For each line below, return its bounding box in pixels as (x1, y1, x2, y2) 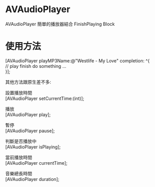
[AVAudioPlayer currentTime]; (5, 160, 68, 166)
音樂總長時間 (5, 170, 32, 176)
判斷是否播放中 (5, 138, 37, 144)
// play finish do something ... (5, 63, 67, 69)
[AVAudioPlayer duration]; (5, 176, 59, 182)
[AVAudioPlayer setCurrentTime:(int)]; (5, 95, 85, 101)
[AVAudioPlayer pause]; (5, 128, 55, 134)
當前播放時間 (5, 154, 32, 160)
